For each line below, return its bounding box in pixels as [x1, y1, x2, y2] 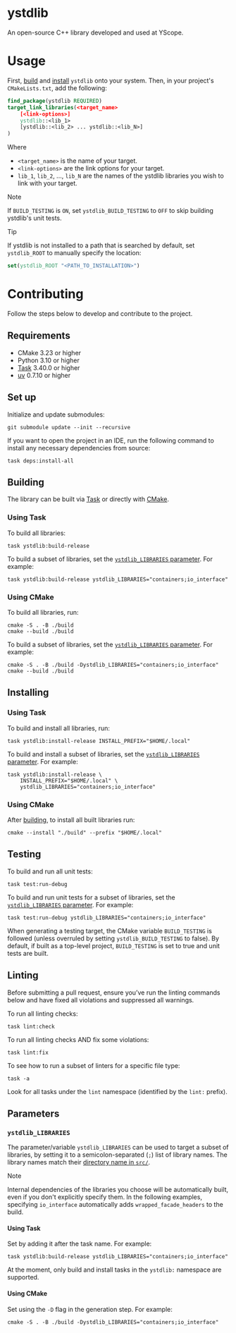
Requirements [7, 330, 70, 342]
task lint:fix [7, 1049, 49, 1056]
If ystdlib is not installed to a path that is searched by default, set [7, 241, 195, 250]
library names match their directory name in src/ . [7, 1158, 151, 1167]
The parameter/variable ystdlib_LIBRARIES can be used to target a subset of [7, 1143, 229, 1152]
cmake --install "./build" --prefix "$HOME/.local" [7, 829, 162, 836]
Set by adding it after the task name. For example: [7, 1239, 152, 1248]
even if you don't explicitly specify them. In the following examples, [7, 1193, 203, 1201]
